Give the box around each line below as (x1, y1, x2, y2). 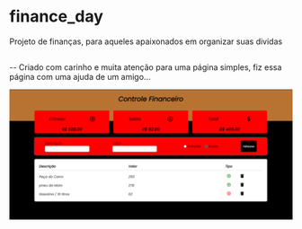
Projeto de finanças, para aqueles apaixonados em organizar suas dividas (9, 36, 283, 47)
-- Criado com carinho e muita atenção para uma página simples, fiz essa (9, 62, 282, 73)
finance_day (9, 6, 103, 27)
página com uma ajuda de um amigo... (9, 72, 151, 83)
